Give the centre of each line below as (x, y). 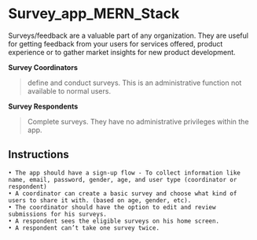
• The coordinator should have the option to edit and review (112, 207)
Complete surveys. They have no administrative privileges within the (138, 121)
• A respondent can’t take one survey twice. (84, 228)
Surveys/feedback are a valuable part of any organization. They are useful (128, 35)
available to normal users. (69, 90)
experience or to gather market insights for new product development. (122, 52)
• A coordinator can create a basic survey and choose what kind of (123, 194)
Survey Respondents (43, 106)
